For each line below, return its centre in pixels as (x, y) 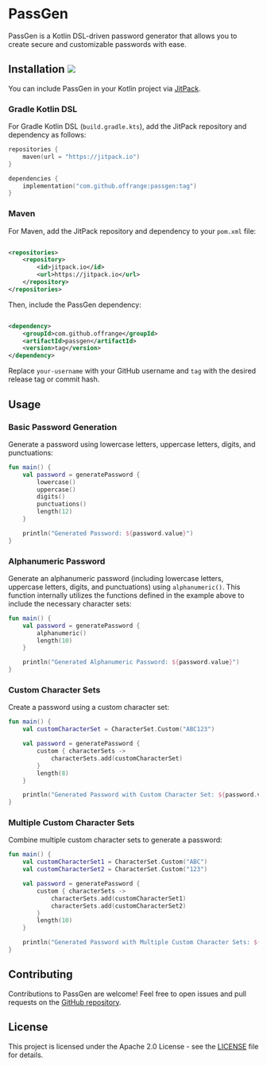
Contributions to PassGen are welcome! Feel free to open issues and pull (127, 994)
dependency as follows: (47, 135)
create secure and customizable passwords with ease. (97, 44)
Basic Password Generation (63, 427)
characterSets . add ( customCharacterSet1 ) (118, 898)
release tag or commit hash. (54, 379)
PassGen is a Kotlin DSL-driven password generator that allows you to (123, 36)
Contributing (41, 975)
